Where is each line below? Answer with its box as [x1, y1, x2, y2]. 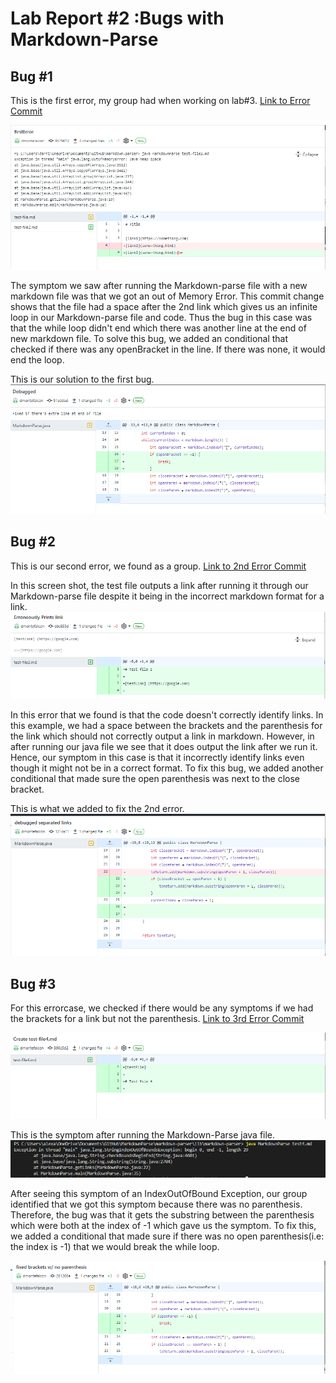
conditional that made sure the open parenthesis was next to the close [10, 773, 301, 784]
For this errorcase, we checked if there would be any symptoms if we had [10, 1002, 314, 1014]
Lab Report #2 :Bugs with [10, 7, 225, 30]
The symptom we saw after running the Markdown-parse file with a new [10, 279, 308, 291]
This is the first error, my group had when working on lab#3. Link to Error [10, 95, 311, 106]
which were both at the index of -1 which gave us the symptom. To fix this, [10, 1220, 317, 1232]
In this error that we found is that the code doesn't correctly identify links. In [10, 709, 324, 721]
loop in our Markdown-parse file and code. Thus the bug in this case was [10, 311, 313, 323]
